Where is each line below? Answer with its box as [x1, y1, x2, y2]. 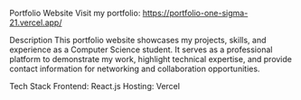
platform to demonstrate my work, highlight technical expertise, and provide [9, 54, 292, 64]
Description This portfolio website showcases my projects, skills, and [9, 35, 267, 45]
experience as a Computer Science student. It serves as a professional [9, 44, 273, 55]
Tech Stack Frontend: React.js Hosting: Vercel [9, 81, 181, 91]
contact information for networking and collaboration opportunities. [9, 63, 260, 74]
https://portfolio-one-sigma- [142, 8, 249, 18]
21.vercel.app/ [9, 17, 62, 28]
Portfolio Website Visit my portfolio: [9, 8, 141, 18]
